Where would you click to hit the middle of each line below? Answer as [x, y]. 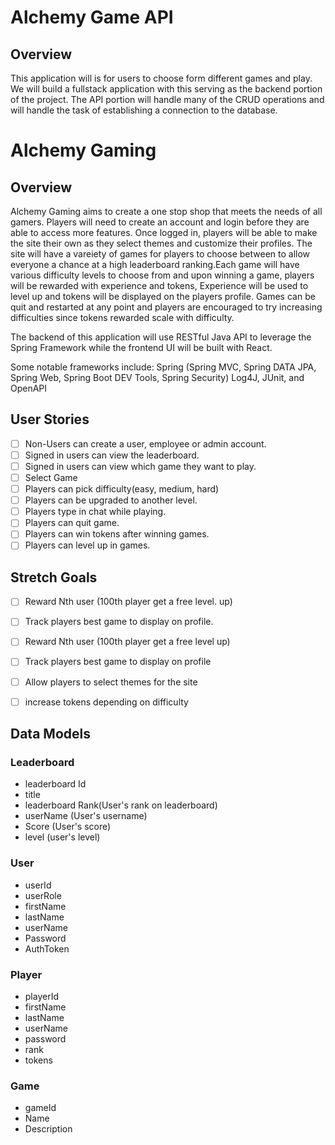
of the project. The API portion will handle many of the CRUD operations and [167, 99]
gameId [40, 1108]
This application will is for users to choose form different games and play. [161, 78]
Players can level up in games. [87, 545]
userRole [43, 895]
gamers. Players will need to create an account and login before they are [160, 222]
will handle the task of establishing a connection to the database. [144, 110]
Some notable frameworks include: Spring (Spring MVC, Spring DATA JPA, [163, 367]
